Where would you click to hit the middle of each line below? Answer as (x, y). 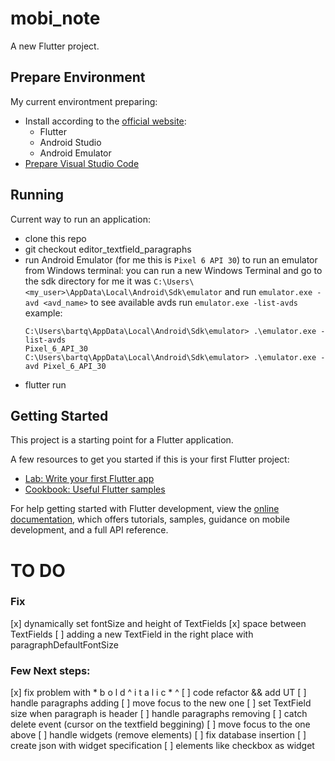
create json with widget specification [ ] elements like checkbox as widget (162, 746)
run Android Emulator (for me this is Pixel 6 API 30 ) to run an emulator (171, 259)
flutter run (45, 384)
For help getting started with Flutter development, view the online (145, 509)
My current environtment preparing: (84, 101)
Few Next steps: (50, 670)
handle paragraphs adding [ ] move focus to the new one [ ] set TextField (161, 703)
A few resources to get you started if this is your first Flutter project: (150, 459)
